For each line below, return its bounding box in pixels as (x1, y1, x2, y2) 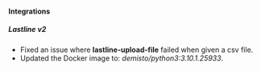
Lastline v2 (8, 25, 47, 34)
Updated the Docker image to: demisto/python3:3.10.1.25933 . (19, 53, 224, 63)
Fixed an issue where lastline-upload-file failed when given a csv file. (19, 45, 254, 54)
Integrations (8, 6, 51, 16)
